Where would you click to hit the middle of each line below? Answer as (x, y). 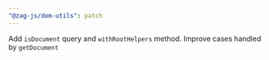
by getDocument (34, 47)
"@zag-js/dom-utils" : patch (56, 16)
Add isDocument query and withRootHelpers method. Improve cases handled (135, 38)
